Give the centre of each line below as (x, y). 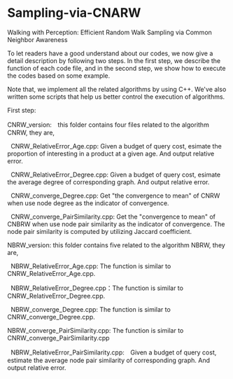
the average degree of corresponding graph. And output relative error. (108, 182)
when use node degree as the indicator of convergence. (88, 203)
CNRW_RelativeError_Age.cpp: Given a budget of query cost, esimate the (116, 146)
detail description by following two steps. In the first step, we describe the (114, 60)
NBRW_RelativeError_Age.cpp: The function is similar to (91, 266)
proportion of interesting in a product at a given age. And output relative (111, 153)
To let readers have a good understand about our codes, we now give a (110, 53)
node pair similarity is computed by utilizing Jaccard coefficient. (100, 231)
